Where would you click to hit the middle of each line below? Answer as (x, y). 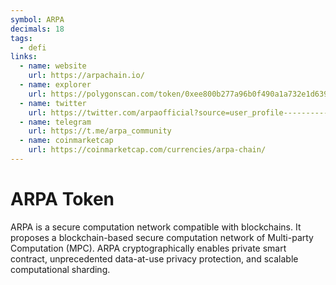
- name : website (53, 66)
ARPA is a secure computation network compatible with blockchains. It (156, 227)
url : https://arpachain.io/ (86, 76)
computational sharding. (60, 269)
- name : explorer (55, 85)
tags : (21, 38)
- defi (33, 47)
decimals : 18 (37, 29)
